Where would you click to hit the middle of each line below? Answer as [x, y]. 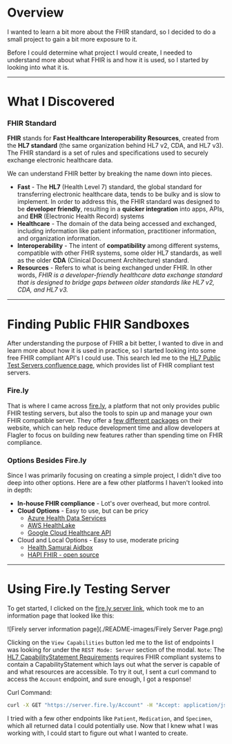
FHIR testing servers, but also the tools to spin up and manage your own [110, 413]
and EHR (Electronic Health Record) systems [81, 216]
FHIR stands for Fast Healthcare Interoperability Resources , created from [113, 138]
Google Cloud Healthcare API [69, 533]
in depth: [20, 490]
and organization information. [59, 238]
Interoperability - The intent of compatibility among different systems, [118, 246]
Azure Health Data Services [67, 518]
